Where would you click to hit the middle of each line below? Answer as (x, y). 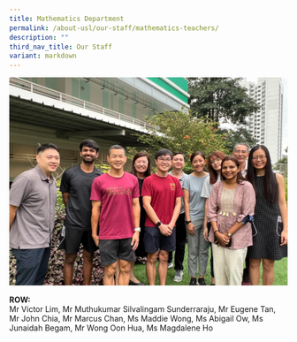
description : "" (39, 37)
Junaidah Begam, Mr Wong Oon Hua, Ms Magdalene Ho (111, 328)
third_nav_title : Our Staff (61, 47)
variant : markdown (43, 56)
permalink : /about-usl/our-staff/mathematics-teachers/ (114, 28)
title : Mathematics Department (67, 19)
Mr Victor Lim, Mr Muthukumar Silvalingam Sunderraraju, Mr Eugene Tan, (143, 308)
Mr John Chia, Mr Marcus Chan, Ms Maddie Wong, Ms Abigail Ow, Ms (136, 318)
